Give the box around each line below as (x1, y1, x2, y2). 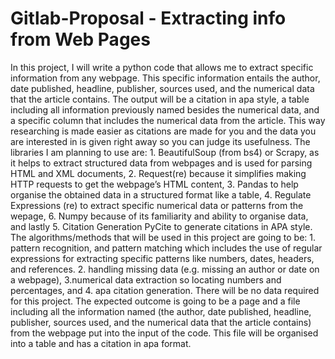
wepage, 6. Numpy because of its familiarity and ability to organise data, (10, 210, 309, 222)
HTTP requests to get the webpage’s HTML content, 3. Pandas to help (10, 178, 299, 190)
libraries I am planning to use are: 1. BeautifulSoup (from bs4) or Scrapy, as (10, 146, 320, 158)
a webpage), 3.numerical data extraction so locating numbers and (10, 273, 282, 286)
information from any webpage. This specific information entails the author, (10, 72, 321, 84)
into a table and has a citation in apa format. (10, 337, 192, 349)
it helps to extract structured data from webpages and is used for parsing (10, 157, 313, 169)
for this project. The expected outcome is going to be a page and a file (10, 295, 301, 307)
